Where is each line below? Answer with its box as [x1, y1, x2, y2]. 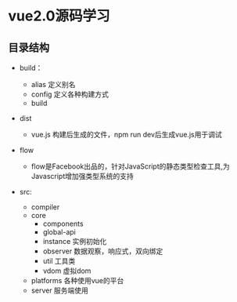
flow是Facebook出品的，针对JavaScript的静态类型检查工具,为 [31, 162, 231, 171]
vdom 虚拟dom [42, 266, 92, 275]
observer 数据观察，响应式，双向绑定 [42, 246, 163, 256]
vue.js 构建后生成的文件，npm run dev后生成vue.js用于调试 [31, 130, 222, 139]
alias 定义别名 [31, 80, 76, 89]
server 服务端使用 [31, 286, 88, 295]
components [42, 219, 84, 228]
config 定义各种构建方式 [31, 89, 110, 99]
